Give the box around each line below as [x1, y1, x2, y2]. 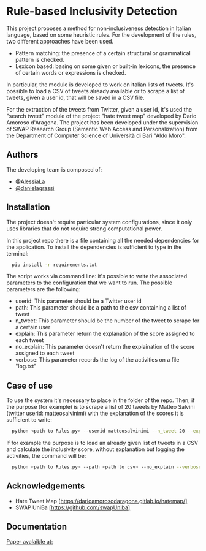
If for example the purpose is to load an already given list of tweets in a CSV [6, 439, 198, 447]
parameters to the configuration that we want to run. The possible [6, 279, 173, 286]
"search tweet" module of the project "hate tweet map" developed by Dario [6, 112, 197, 120]
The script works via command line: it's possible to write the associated [6, 273, 188, 280]
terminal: [6, 249, 29, 257]
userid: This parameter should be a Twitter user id [15, 297, 142, 305]
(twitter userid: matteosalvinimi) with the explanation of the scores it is [6, 409, 184, 417]
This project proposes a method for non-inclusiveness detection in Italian [6, 25, 191, 32]
